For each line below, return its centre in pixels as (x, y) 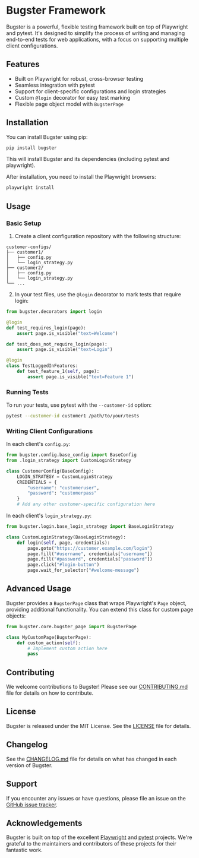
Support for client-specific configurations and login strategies (90, 91)
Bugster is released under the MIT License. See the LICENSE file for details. (99, 726)
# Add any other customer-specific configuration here (86, 504)
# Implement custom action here (68, 648)
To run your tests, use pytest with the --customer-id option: (79, 405)
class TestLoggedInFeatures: (42, 366)
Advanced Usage (39, 589)
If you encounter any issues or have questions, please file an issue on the (96, 798)
